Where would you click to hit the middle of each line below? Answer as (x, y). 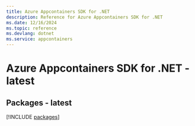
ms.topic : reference (32, 28)
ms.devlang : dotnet (30, 34)
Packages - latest (39, 103)
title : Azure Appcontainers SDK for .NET (58, 12)
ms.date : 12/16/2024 (32, 22)
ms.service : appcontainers (39, 39)
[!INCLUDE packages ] (33, 117)
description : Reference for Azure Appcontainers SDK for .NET (84, 17)
